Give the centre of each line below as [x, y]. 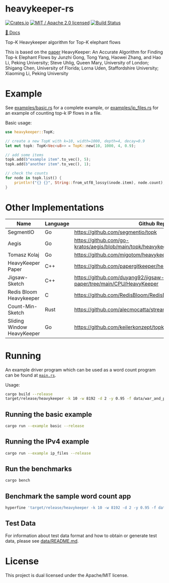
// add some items [24, 155]
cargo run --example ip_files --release [48, 453]
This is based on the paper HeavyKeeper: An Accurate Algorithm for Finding [84, 52]
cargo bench [18, 481]
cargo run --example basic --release [45, 426]
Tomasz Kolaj [23, 255]
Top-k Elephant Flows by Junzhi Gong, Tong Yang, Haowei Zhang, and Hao [83, 57]
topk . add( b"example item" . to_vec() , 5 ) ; [48, 160]
